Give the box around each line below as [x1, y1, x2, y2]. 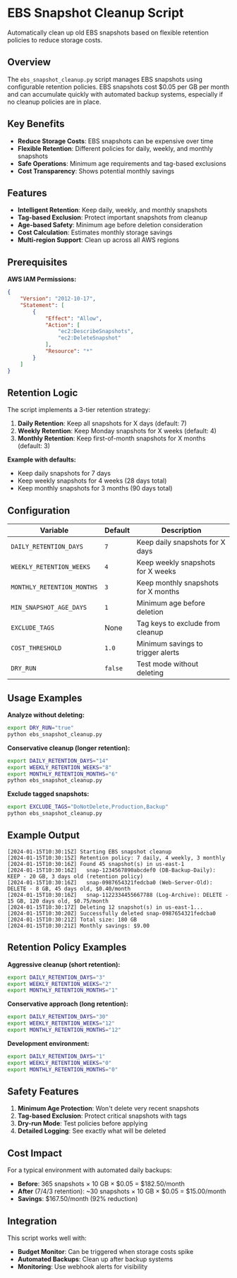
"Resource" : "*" [44, 348, 93, 355]
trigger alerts [136, 648, 180, 658]
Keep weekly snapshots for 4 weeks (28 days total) [17, 476, 167, 485]
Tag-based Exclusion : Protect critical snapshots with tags [17, 1111, 187, 1120]
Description [161, 526, 202, 536]
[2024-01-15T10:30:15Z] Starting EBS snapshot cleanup [7, 848, 172, 855]
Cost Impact [7, 1147, 62, 1159]
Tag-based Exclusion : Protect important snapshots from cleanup [17, 213, 208, 222]
